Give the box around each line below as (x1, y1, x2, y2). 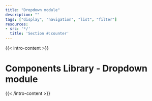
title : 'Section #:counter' (10, 31, 70, 36)
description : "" (5, 12, 40, 17)
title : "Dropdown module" (5, 7, 60, 13)
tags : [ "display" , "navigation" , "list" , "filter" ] (5, 17, 117, 22)
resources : (5, 21, 28, 27)
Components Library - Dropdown (5, 63, 148, 74)
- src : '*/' (5, 26, 31, 31)
